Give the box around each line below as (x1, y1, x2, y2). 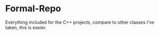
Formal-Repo (5, 3, 62, 14)
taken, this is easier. (5, 24, 47, 30)
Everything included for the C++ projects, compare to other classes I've (5, 19, 154, 25)
